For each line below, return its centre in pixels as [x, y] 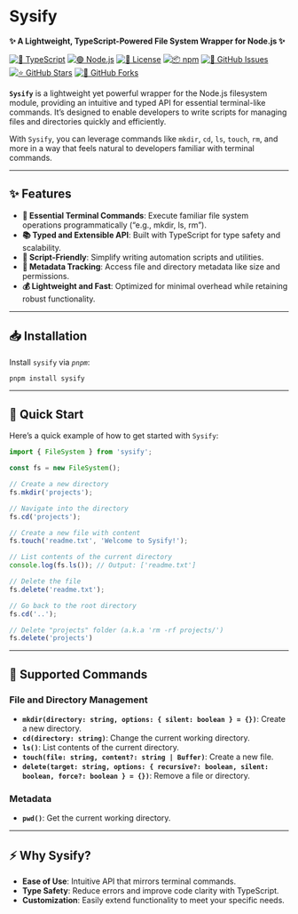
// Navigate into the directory [69, 509]
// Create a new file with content [75, 533]
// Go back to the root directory [73, 605]
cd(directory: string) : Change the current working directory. [136, 738]
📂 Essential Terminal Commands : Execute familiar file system [135, 215]
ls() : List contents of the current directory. [100, 747]
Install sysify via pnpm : [50, 362]
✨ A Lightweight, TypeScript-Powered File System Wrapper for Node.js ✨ [147, 41]
